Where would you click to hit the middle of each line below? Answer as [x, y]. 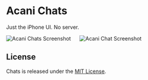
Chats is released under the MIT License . [56, 71]
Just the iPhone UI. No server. [43, 27]
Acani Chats [37, 11]
